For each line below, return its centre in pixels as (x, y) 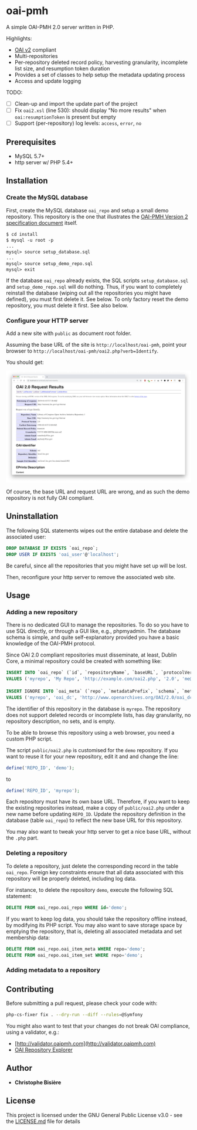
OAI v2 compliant (35, 50)
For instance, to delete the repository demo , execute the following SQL (90, 889)
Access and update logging (48, 81)
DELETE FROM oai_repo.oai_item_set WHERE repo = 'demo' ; (74, 955)
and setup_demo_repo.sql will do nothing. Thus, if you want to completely (94, 286)
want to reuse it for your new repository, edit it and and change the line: (92, 756)
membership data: (28, 938)
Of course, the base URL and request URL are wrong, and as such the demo (98, 492)
